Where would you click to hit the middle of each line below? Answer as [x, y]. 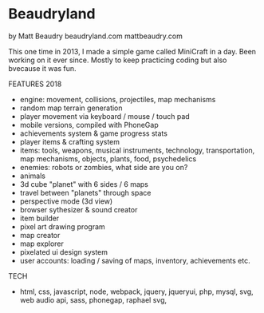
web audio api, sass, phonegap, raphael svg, [93, 299]
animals [33, 176]
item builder [39, 218]
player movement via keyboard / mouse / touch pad [104, 116]
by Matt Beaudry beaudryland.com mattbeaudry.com [96, 36]
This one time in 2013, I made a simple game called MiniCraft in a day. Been [132, 51]
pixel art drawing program [62, 226]
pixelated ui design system [64, 252]
